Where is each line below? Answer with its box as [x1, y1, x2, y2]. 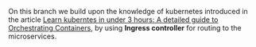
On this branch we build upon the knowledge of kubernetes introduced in [8, 7, 248, 16]
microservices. [8, 31, 57, 41]
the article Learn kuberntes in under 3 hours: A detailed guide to [8, 15, 219, 24]
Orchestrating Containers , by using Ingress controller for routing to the [8, 23, 242, 32]
